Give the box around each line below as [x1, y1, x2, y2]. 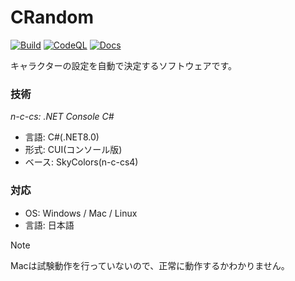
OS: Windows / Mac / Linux [24, 207, 138, 219]
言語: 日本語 [24, 219, 75, 231]
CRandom [10, 6, 95, 29]
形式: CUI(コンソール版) [24, 144, 123, 156]
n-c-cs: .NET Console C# [10, 111, 115, 123]
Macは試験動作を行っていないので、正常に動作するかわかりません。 [10, 259, 290, 271]
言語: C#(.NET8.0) [24, 131, 100, 143]
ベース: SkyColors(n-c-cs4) [24, 156, 139, 168]
